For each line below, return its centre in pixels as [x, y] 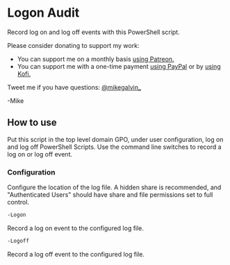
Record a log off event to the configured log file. [76, 254]
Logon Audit [43, 13]
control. [18, 202]
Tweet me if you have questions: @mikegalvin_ [74, 87]
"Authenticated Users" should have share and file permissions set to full [110, 195]
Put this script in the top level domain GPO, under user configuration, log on [115, 139]
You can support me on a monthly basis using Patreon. [96, 59]
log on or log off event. [40, 154]
